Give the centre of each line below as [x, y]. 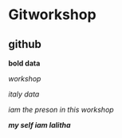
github [25, 44]
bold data [24, 63]
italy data [24, 94]
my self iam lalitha [39, 125]
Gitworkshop [53, 15]
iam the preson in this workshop [61, 110]
